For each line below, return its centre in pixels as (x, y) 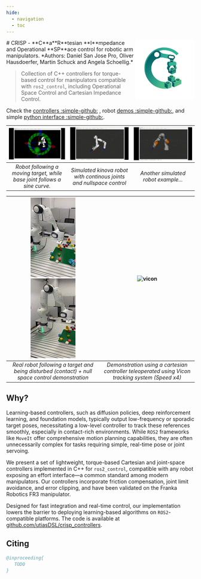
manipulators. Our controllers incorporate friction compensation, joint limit (98, 481)
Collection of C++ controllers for (61, 74)
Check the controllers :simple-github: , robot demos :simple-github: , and (95, 111)
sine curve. (37, 186)
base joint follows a (37, 180)
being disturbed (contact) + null (53, 371)
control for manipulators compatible (82, 80)
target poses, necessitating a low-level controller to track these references (98, 425)
